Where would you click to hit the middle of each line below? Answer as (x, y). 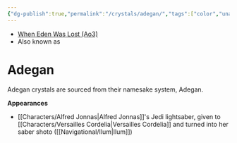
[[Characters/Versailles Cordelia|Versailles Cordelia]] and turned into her (123, 124)
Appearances (28, 103)
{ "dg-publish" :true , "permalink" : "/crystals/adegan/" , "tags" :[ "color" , (113, 14)
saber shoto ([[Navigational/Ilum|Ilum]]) (75, 132)
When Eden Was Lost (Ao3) (58, 34)
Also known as (39, 41)
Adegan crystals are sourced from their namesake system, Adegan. (105, 89)
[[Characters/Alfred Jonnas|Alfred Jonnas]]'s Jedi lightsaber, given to (119, 116)
